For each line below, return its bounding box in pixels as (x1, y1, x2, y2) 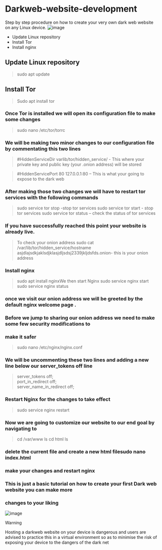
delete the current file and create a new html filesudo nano (5, 448, 146, 455)
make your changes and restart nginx (5, 467, 96, 474)
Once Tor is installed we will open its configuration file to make (5, 110, 156, 117)
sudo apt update (16, 71, 50, 77)
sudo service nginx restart (16, 407, 70, 413)
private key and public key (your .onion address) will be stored (16, 161, 142, 168)
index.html (5, 455, 31, 461)
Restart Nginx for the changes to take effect (5, 396, 111, 403)
